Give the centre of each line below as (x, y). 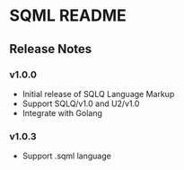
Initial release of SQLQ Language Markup (98, 94)
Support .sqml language (67, 156)
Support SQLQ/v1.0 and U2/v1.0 (81, 103)
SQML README (68, 16)
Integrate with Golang (62, 112)
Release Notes (51, 49)
